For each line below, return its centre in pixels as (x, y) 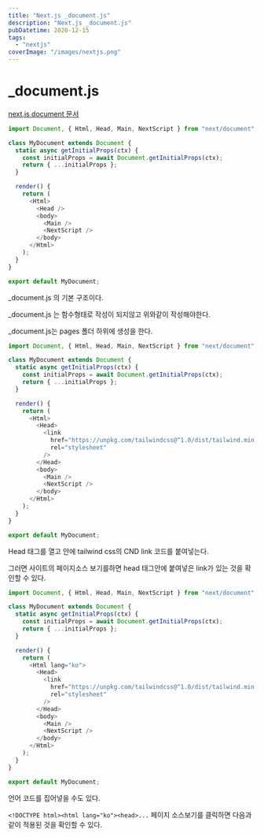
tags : (17, 37)
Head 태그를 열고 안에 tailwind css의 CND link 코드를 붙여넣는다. (109, 551)
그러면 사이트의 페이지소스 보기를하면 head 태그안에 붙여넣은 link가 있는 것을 (126, 567)
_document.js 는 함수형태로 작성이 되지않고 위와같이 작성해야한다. (109, 314)
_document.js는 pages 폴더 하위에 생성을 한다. (81, 331)
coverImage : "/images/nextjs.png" (65, 52)
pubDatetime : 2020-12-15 (49, 30)
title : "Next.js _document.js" (59, 15)
